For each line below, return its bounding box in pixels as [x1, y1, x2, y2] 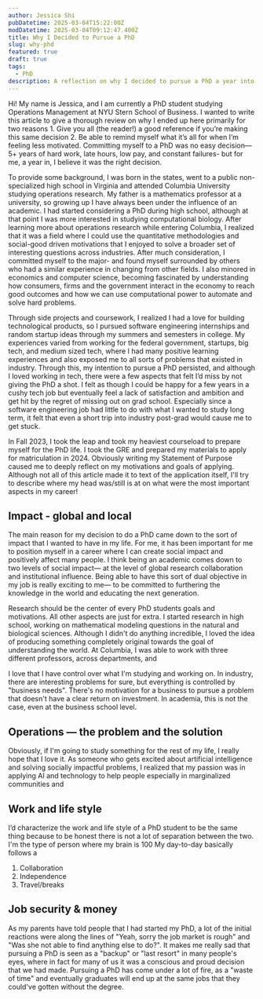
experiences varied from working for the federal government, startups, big [8, 338, 249, 347]
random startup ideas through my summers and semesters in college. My [8, 329, 246, 338]
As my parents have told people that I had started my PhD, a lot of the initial [8, 924, 252, 933]
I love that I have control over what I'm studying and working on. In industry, [8, 669, 254, 679]
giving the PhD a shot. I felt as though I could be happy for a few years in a [8, 379, 250, 389]
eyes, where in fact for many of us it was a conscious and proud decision [8, 957, 245, 966]
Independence [19, 871, 67, 880]
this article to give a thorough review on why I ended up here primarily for [8, 115, 246, 125]
